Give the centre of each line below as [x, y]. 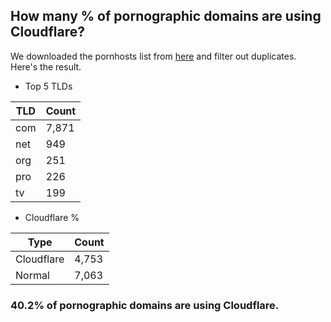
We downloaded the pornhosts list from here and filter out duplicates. [153, 56]
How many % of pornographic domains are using [166, 16]
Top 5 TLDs [48, 86]
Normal [32, 275]
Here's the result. [46, 66]
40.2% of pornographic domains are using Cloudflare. [145, 305]
